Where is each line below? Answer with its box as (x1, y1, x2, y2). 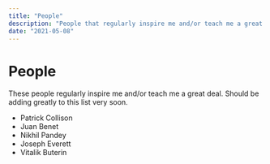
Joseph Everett (19, 139, 71, 149)
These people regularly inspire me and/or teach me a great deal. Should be (8, 88, 259, 98)
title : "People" (8, 11, 63, 20)
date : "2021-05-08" (8, 27, 75, 35)
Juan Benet (19, 122, 59, 132)
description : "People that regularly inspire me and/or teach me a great (8, 19, 264, 28)
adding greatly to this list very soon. (8, 97, 128, 107)
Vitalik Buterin (19, 148, 67, 158)
